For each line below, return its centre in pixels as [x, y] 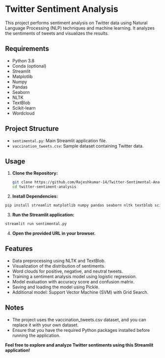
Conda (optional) [29, 66]
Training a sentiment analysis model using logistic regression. [74, 276]
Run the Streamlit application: [43, 215]
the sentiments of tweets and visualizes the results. [57, 33]
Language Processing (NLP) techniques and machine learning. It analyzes [80, 28]
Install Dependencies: [35, 197]
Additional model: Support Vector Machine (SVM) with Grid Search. [80, 292]
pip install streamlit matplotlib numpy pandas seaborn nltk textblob [79, 205]
